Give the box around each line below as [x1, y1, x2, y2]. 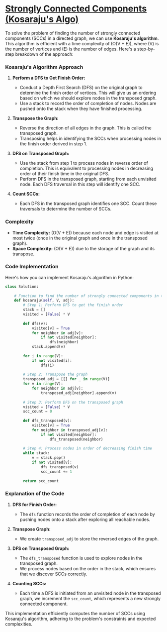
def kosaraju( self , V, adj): [14, 298, 75, 303]
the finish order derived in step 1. [19, 141, 87, 147]
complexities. [5, 621, 33, 627]
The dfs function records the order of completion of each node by [19, 511, 155, 517]
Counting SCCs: [12, 580, 47, 586]
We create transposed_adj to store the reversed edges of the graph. [19, 535, 159, 541]
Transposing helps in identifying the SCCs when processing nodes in [19, 135, 162, 142]
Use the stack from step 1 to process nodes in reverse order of [19, 160, 148, 166]
